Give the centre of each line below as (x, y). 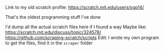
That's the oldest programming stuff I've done (53, 17)
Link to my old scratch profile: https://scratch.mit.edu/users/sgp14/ (75, 7)
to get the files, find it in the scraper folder (49, 43)
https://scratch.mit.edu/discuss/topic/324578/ (53, 32)
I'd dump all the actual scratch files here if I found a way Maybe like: (76, 27)
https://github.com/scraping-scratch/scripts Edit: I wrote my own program (82, 38)
